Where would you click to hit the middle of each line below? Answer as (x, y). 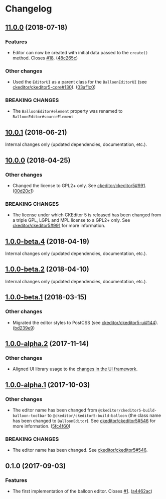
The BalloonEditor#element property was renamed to (67, 111)
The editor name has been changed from (55, 410)
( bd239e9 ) (24, 328)
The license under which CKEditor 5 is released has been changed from (87, 215)
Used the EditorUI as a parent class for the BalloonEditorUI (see (79, 82)
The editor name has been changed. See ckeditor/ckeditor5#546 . (80, 450)
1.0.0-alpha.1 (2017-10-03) (48, 385)
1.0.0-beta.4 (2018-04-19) (47, 241)
